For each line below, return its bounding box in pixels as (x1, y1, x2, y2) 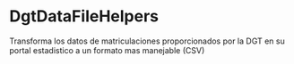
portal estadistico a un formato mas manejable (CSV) (9, 44, 205, 55)
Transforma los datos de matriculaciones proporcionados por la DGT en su (9, 36, 285, 46)
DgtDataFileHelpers (9, 6, 160, 27)
